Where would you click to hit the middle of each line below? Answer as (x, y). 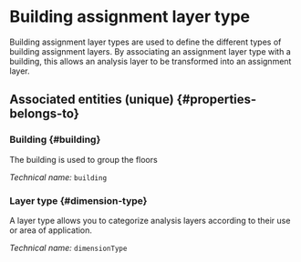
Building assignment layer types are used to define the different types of (145, 42)
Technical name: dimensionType (68, 247)
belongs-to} (45, 114)
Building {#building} (55, 140)
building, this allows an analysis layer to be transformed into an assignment (150, 61)
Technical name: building (58, 177)
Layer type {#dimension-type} (78, 200)
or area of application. (51, 230)
